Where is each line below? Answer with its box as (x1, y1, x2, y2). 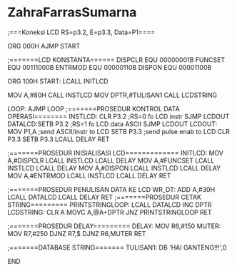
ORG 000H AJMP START (7, 41, 81, 50)
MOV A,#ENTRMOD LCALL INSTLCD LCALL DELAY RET (7, 171, 171, 180)
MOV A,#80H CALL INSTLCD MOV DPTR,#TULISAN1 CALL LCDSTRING (7, 91, 218, 99)
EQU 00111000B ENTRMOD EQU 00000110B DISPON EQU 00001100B (7, 63, 212, 71)
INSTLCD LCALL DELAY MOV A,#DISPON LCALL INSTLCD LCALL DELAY (7, 163, 221, 172)
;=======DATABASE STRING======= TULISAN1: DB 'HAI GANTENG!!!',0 (7, 243, 227, 252)
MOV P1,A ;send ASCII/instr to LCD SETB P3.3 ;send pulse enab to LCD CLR (7, 127, 230, 135)
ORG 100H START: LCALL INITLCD (7, 76, 109, 86)
